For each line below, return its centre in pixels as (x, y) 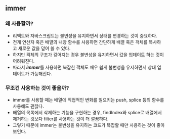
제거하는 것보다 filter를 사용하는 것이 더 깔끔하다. (60, 119)
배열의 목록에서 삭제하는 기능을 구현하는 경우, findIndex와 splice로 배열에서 (87, 112)
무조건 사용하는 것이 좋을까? (37, 88)
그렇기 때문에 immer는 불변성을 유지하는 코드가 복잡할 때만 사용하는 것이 (84, 125)
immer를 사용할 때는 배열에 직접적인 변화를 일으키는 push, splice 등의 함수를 (88, 100)
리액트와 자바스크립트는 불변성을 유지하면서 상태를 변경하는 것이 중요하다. (85, 35)
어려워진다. (24, 61)
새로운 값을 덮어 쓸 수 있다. (44, 48)
